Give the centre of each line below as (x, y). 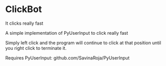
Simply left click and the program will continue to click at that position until (83, 43)
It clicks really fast (24, 23)
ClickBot (24, 9)
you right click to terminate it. (36, 48)
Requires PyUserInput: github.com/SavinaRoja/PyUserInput (67, 58)
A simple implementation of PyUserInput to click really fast (67, 33)
